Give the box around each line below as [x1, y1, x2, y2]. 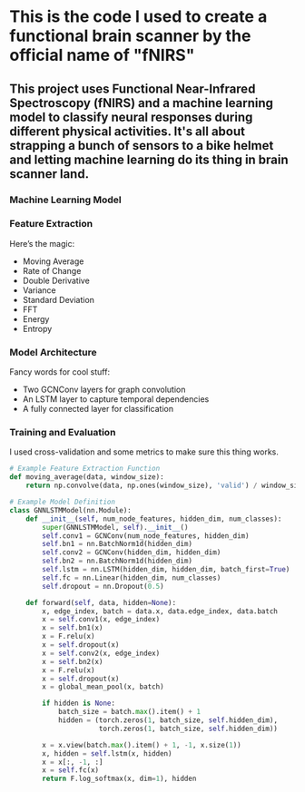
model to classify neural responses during [9, 109, 253, 124]
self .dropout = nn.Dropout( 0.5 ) [42, 582, 165, 591]
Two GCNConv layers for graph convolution [22, 384, 186, 396]
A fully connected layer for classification [22, 404, 174, 415]
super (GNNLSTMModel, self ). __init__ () [42, 523, 189, 532]
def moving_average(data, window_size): [9, 473, 165, 482]
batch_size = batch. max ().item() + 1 [57, 708, 202, 717]
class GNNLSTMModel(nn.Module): [9, 505, 132, 514]
